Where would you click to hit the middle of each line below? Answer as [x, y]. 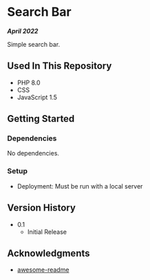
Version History [41, 208]
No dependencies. [33, 153]
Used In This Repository [60, 66]
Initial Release [47, 232]
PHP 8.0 [29, 83]
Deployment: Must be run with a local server [80, 186]
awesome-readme [43, 270]
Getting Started [41, 119]
